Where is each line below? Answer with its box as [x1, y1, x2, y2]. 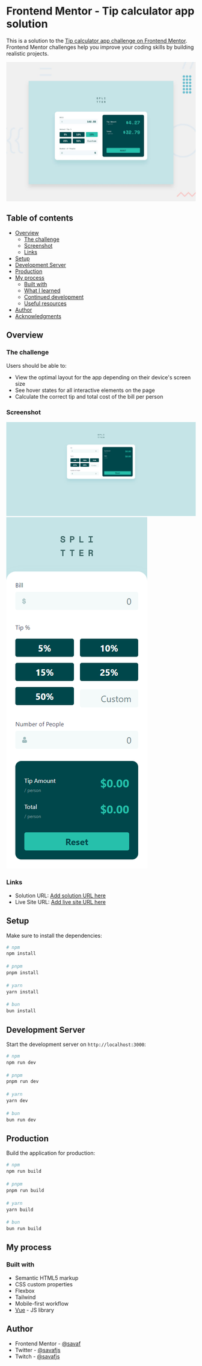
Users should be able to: [6, 362, 67, 369]
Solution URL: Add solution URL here [14, 892, 106, 899]
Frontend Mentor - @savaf [14, 1339, 81, 1347]
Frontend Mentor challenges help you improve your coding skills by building [6, 43, 194, 51]
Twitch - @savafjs [14, 1353, 60, 1360]
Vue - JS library [14, 1306, 54, 1313]
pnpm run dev [6, 1079, 39, 1085]
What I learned [23, 287, 61, 294]
